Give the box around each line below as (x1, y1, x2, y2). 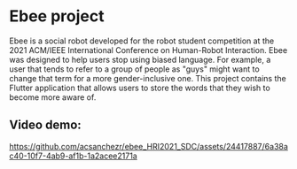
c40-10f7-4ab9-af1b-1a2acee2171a (9, 150, 137, 161)
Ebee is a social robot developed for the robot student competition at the (9, 35, 275, 46)
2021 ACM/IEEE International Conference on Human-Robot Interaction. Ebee (9, 44, 288, 55)
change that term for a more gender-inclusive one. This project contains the (9, 73, 286, 83)
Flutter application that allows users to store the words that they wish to (9, 82, 270, 93)
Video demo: (9, 118, 82, 133)
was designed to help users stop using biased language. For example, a (9, 54, 271, 65)
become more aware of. (9, 91, 97, 103)
